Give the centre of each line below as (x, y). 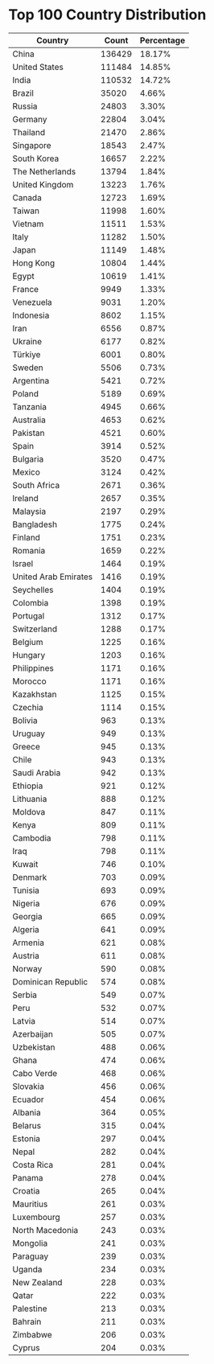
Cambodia (32, 838)
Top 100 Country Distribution (107, 15)
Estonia (27, 1138)
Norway (27, 968)
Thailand (29, 132)
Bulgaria (28, 458)
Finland (26, 537)
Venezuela (32, 302)
